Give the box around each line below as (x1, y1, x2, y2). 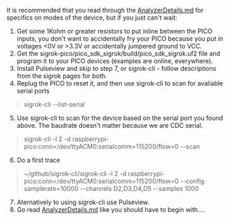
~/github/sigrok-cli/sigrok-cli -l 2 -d (23, 170, 127, 178)
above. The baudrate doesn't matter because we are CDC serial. (16, 121, 203, 129)
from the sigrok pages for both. (16, 72, 107, 80)
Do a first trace (16, 156, 60, 164)
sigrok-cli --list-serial (23, 100, 86, 108)
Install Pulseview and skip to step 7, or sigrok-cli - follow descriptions (16, 65, 217, 72)
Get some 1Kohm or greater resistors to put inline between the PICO (16, 27, 213, 35)
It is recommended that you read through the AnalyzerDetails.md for (6, 6, 204, 14)
